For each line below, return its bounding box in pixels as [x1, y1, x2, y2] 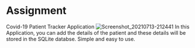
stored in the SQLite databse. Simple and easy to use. [6, 35, 136, 42]
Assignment [6, 4, 67, 17]
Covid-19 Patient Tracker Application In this [6, 23, 190, 30]
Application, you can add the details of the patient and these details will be [6, 29, 186, 36]
